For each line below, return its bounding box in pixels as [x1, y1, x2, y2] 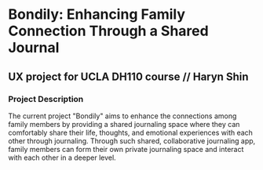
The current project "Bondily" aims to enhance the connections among [8, 111, 237, 121]
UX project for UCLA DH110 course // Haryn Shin [8, 70, 249, 83]
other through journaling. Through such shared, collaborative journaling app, [8, 136, 256, 146]
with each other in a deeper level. [8, 153, 116, 162]
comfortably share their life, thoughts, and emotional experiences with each [8, 128, 254, 137]
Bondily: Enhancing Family [8, 5, 186, 24]
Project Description [8, 93, 84, 104]
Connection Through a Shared [8, 22, 210, 40]
